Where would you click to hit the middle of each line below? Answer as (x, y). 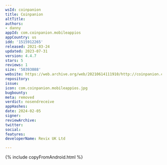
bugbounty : (16, 93)
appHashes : (16, 107)
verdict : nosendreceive (30, 102)
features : (15, 134)
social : (13, 129)
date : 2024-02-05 (23, 111)
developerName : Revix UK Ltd (35, 139)
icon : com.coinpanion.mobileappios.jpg (46, 88)
